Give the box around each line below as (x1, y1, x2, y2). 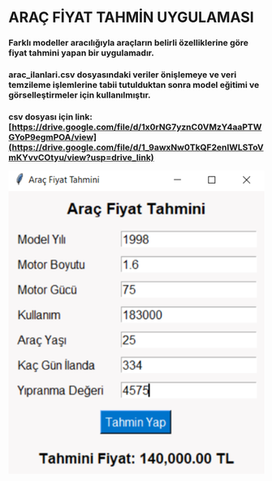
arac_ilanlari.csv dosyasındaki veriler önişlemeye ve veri (8, 69, 237, 80)
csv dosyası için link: (8, 110, 93, 122)
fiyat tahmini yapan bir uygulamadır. (8, 47, 154, 58)
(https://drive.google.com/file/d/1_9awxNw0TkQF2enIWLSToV (8, 141, 264, 153)
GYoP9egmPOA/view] (8, 131, 97, 142)
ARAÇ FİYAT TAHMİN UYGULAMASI (8, 8, 254, 27)
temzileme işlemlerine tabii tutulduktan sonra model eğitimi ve (8, 80, 260, 91)
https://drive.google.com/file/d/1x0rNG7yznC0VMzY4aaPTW (11, 121, 262, 132)
